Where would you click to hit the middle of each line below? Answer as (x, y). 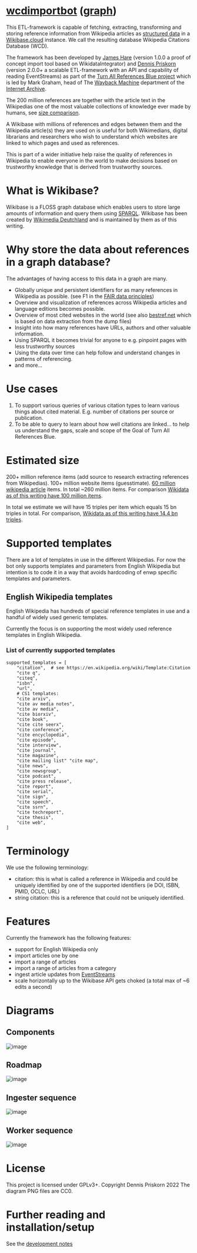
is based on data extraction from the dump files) (73, 321)
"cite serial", (35, 791)
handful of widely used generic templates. (57, 617)
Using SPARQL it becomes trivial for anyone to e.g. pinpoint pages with (101, 340)
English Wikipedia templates (59, 597)
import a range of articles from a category (65, 968)
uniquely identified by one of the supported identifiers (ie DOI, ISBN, (97, 885)
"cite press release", (44, 781)
